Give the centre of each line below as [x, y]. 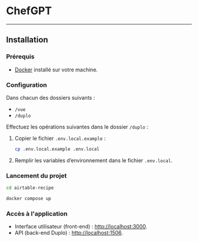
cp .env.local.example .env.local [57, 149]
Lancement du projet [37, 175]
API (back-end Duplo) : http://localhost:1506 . [69, 233]
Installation [27, 40]
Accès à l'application [37, 214]
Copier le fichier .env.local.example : [60, 138]
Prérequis [20, 57]
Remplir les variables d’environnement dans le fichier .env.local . [93, 160]
